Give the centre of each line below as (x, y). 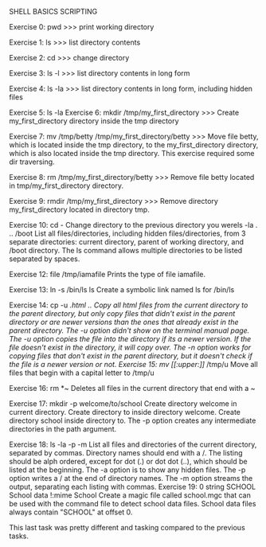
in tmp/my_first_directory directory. (66, 186)
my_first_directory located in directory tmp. (79, 209)
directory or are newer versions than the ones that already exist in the (124, 322)
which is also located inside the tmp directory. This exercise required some (132, 153)
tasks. (19, 536)
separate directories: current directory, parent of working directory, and (127, 242)
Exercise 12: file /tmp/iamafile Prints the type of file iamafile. (108, 274)
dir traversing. (32, 162)
